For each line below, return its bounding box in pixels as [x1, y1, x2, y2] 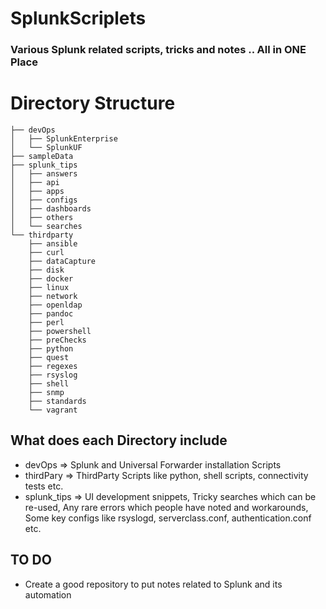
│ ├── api [10, 178, 60, 188]
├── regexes [28, 362, 78, 372]
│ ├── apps [10, 187, 65, 197]
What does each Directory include [10, 432, 228, 449]
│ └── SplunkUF [10, 143, 83, 153]
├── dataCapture [28, 257, 97, 267]
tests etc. [24, 480, 64, 492]
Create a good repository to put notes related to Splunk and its [24, 578, 283, 590]
